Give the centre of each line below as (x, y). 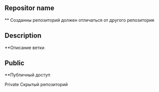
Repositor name (30, 8)
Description (23, 36)
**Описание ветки (25, 47)
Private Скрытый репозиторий (36, 85)
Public (15, 63)
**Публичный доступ (27, 75)
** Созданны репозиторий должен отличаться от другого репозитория (79, 20)
